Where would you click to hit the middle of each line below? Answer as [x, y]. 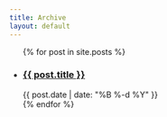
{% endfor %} [48, 103]
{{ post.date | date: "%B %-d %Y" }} [90, 94]
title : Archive [38, 18]
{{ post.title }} [54, 75]
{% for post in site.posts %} [74, 51]
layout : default [40, 26]
